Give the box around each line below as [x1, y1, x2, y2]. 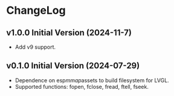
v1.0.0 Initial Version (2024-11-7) [6, 28, 132, 38]
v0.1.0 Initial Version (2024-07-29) [6, 61, 140, 71]
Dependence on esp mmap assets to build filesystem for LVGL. [14, 76, 169, 84]
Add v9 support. [14, 43, 56, 50]
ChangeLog [6, 4, 66, 17]
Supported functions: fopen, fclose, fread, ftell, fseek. [14, 83, 149, 90]
